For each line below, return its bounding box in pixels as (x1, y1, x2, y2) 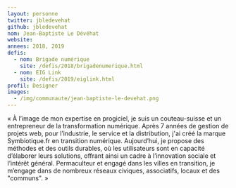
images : (7, 88, 30, 95)
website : (7, 36, 33, 43)
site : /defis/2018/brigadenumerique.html (20, 62, 143, 69)
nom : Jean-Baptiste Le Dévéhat (7, 29, 99, 37)
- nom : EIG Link (13, 69, 61, 76)
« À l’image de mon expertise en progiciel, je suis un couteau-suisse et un (7, 114, 222, 123)
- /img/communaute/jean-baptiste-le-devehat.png (13, 95, 159, 102)
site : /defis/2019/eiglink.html (20, 75, 115, 83)
